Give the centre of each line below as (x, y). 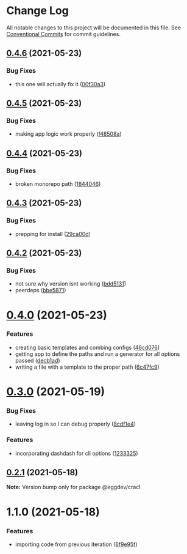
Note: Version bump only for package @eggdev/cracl (73, 487)
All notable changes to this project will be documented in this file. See (94, 28)
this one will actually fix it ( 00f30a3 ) (60, 84)
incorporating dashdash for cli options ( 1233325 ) (76, 453)
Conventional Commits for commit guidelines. (63, 34)
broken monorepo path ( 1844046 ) (58, 184)
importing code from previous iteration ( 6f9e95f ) (76, 544)
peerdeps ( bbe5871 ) (41, 290)
